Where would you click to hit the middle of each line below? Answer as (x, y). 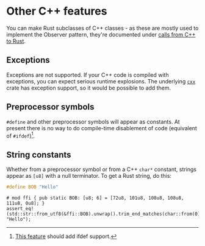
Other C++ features (57, 11)
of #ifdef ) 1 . (21, 135)
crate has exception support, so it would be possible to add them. (89, 88)
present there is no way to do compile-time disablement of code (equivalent (102, 128)
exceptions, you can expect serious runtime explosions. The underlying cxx (101, 81)
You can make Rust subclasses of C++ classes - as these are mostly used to (103, 28)
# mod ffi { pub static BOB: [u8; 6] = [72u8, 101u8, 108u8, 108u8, (95, 198)
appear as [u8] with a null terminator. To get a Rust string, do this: (89, 176)
